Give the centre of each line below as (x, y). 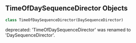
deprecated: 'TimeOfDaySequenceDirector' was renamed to (68, 29)
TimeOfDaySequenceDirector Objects (66, 8)
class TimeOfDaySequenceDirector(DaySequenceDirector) (64, 20)
